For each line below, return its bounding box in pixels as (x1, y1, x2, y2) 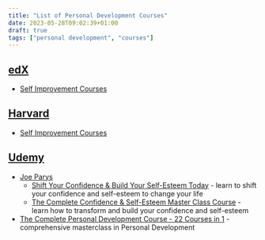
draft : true (8, 26, 47, 34)
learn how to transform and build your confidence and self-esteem (31, 205, 249, 215)
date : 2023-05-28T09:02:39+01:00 (8, 19, 119, 27)
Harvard (8, 107, 50, 120)
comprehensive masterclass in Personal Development (19, 223, 195, 232)
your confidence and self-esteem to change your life (31, 189, 203, 198)
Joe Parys (19, 172, 53, 181)
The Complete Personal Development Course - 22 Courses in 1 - (19, 214, 230, 223)
